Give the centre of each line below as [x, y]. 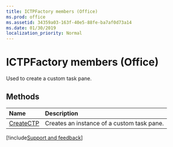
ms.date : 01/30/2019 [31, 28]
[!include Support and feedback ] [44, 138]
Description [61, 113]
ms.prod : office [26, 17]
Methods [23, 97]
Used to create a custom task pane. [49, 78]
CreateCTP [24, 123]
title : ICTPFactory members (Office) [52, 11]
